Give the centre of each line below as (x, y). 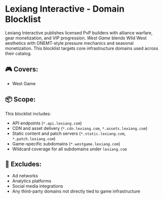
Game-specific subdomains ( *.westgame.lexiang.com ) (66, 144)
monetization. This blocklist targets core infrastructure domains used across (82, 48)
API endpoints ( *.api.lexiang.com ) (47, 123)
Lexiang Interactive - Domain (65, 9)
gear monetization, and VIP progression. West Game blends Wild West (76, 38)
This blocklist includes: (28, 113)
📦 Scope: (20, 99)
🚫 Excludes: (23, 164)
